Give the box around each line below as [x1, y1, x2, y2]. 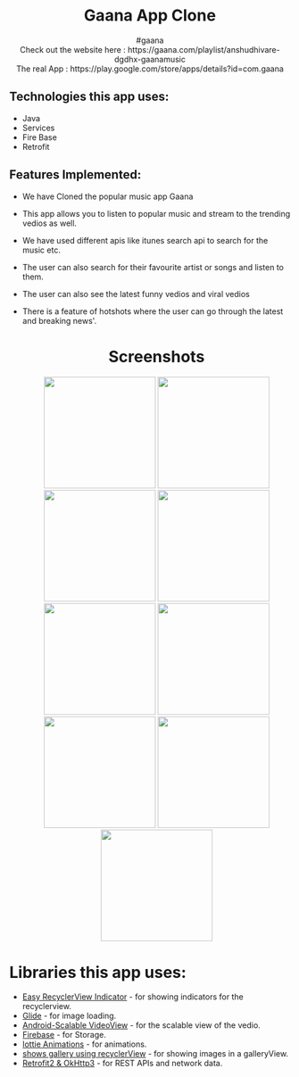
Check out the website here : [20, 44, 127, 54]
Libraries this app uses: [9, 962, 187, 982]
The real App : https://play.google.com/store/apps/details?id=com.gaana [16, 63, 284, 74]
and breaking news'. [21, 315, 97, 326]
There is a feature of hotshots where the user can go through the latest [21, 305, 284, 317]
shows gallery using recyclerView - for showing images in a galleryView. [21, 1048, 288, 1059]
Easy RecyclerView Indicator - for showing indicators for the [21, 991, 244, 1002]
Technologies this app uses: [9, 89, 170, 104]
